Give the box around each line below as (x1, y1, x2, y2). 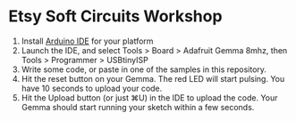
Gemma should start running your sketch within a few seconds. (21, 101, 255, 112)
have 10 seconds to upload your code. (21, 83, 163, 93)
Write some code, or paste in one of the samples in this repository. (21, 64, 267, 75)
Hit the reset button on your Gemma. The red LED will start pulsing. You (21, 73, 285, 84)
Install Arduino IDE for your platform (21, 36, 154, 46)
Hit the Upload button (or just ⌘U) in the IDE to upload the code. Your (21, 92, 278, 103)
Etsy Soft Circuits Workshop (8, 6, 223, 27)
